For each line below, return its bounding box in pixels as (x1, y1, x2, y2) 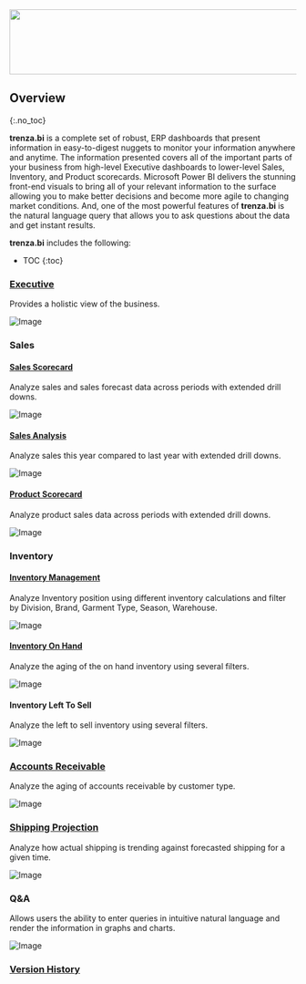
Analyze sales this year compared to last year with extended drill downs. (9, 451, 281, 461)
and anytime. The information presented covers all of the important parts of (9, 151, 293, 162)
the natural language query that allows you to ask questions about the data (9, 210, 291, 221)
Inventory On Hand (9, 640, 83, 651)
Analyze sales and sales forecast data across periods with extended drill (9, 382, 281, 393)
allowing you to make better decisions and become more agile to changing (9, 191, 290, 202)
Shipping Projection (9, 821, 99, 834)
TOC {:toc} (22, 254, 64, 265)
